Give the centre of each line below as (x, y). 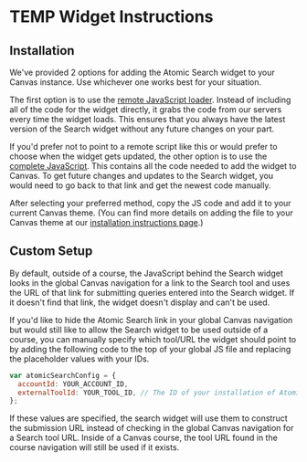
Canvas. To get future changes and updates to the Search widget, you (142, 176)
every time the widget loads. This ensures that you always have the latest (148, 119)
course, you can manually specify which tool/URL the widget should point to (153, 339)
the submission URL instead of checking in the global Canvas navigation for (152, 428)
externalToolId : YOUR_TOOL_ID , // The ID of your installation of (147, 393)
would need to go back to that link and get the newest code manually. (140, 185)
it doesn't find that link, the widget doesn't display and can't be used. (140, 302)
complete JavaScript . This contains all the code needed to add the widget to (153, 166)
